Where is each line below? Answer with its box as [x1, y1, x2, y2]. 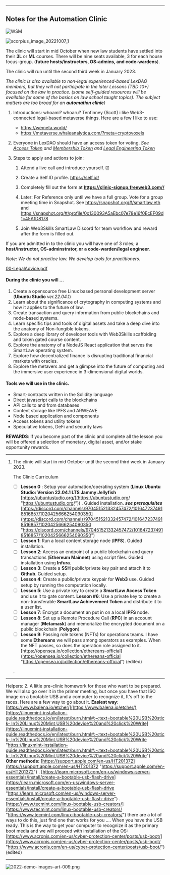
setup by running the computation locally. [20, 582, 107, 588]
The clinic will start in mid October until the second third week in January [13, 459, 165, 465]
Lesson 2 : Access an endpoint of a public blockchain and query [20, 549, 153, 555]
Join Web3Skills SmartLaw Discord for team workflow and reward [20, 225, 157, 231]
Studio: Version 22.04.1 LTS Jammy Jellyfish [20, 490, 117, 496]
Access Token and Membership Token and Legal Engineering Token [13, 145, 155, 151]
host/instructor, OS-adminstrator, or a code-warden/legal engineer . [6, 246, 151, 252]
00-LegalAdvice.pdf [6, 265, 48, 271]
